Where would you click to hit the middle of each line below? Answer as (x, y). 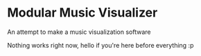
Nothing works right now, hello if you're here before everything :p (101, 45)
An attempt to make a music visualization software (79, 32)
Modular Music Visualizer (82, 13)
